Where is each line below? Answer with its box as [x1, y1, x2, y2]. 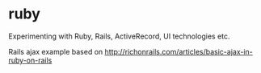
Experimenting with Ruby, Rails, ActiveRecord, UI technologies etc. [8, 31, 230, 41]
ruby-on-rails [8, 55, 53, 65]
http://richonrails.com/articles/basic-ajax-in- [104, 47, 253, 56]
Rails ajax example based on [8, 47, 103, 56]
